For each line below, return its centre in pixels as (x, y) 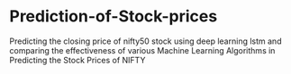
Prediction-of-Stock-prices (114, 16)
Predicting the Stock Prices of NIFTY (77, 60)
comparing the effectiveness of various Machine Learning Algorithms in (142, 50)
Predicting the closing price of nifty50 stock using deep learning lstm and (145, 41)
